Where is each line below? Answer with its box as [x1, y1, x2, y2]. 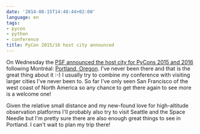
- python [6, 31, 28, 37]
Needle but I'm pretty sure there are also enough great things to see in [6, 114, 181, 121]
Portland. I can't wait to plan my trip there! [6, 121, 111, 128]
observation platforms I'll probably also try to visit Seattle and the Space [6, 108, 186, 115]
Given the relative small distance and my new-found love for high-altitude [6, 102, 189, 109]
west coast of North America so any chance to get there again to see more [6, 84, 192, 91]
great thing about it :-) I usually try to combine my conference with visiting [6, 71, 190, 78]
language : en [6, 14, 39, 20]
